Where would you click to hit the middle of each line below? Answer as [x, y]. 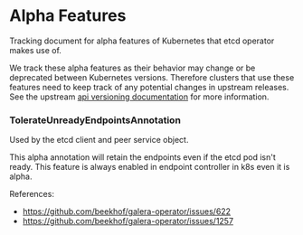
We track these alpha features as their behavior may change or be [133, 68]
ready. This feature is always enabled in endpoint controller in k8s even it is [150, 167]
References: [32, 194]
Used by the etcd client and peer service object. [99, 140]
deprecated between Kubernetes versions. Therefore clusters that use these [152, 77]
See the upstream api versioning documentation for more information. [139, 97]
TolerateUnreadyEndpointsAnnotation [95, 120]
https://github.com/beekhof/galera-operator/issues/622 [127, 211]
